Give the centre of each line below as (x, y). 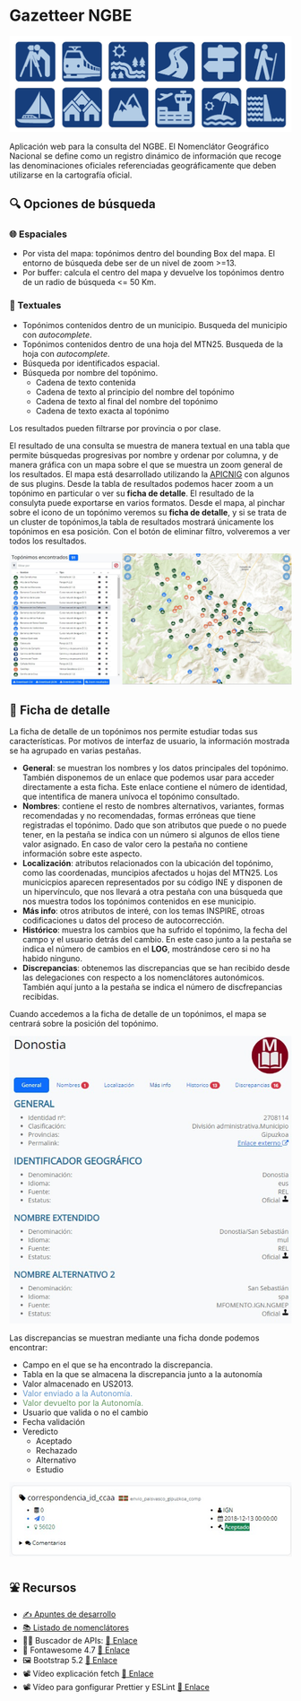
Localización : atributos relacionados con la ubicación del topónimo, (148, 864)
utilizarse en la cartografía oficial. (71, 175)
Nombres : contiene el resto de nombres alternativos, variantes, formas (153, 806)
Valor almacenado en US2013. (78, 1384)
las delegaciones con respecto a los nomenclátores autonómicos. (143, 977)
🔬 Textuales (35, 306)
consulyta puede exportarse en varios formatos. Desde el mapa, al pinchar (147, 502)
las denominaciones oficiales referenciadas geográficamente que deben (143, 165)
